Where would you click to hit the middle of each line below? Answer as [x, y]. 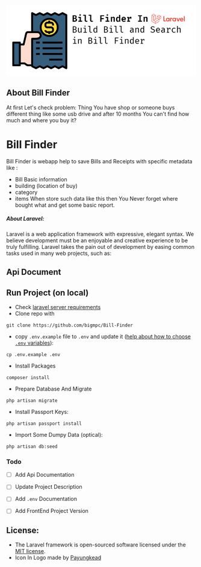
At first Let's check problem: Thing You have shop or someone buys [91, 107]
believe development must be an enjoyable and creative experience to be [97, 240]
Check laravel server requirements [58, 307]
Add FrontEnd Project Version [52, 511]
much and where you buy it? [42, 120]
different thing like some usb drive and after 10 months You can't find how [98, 114]
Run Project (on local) [48, 293]
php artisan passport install [44, 424]
